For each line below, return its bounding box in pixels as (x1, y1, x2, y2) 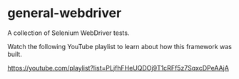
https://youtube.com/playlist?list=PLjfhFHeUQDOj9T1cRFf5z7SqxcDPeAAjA (7, 63, 230, 72)
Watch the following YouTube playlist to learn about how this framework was (7, 42, 232, 51)
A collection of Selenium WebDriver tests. (7, 28, 130, 37)
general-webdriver (7, 5, 122, 21)
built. (7, 50, 23, 58)
